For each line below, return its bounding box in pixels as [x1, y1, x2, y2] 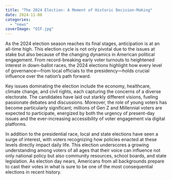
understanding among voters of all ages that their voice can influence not [5, 147, 161, 153]
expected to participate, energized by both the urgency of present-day [5, 110, 155, 117]
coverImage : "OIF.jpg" [5, 27, 54, 32]
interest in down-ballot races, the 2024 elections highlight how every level [5, 62, 162, 69]
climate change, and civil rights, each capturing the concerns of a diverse [5, 88, 161, 95]
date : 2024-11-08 [5, 12, 43, 17]
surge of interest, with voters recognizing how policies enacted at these [5, 137, 157, 143]
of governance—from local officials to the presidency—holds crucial [5, 67, 150, 74]
